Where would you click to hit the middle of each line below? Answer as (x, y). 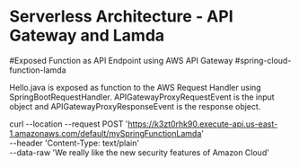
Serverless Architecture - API (121, 17)
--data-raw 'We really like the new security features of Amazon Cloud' (139, 152)
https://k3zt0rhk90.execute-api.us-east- (203, 124)
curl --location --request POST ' (69, 124)
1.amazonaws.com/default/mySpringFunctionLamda (106, 133)
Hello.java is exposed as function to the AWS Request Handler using (136, 87)
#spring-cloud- (263, 60)
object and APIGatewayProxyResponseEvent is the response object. (135, 106)
